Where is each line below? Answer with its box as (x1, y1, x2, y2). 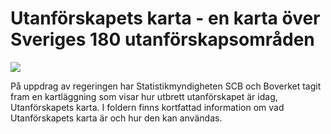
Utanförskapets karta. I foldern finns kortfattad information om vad (10, 101, 285, 113)
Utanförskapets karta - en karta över (10, 7, 321, 30)
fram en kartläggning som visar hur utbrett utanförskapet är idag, (10, 90, 278, 102)
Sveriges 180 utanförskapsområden (10, 28, 315, 51)
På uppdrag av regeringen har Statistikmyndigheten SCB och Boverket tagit (10, 80, 322, 92)
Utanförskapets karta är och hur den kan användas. (10, 112, 223, 124)
